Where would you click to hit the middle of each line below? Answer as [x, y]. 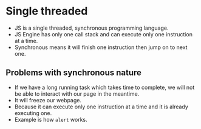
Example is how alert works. [51, 119]
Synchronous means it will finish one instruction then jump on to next [101, 47]
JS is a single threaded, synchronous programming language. [91, 28]
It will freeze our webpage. [48, 100]
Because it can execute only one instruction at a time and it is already [101, 107]
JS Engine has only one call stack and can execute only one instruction [103, 34]
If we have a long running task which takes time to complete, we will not [104, 87]
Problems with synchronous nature [74, 73]
